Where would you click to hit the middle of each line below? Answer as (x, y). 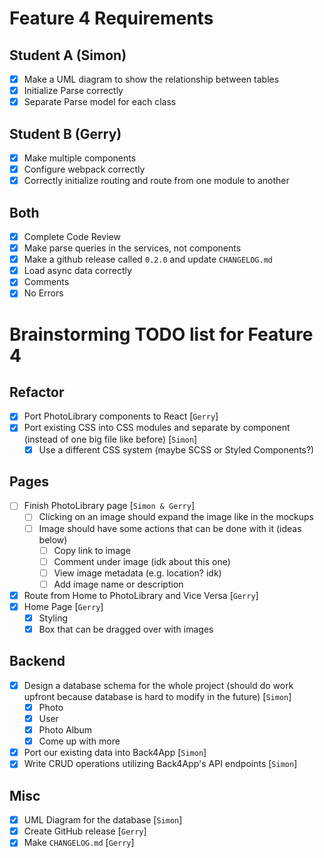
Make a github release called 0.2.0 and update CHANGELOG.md (148, 259)
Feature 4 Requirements (111, 18)
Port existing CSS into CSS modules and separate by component (157, 428)
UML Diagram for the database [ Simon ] (103, 820)
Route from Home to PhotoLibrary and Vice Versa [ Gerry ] (141, 595)
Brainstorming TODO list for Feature (161, 334)
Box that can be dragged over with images (126, 629)
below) (53, 539)
